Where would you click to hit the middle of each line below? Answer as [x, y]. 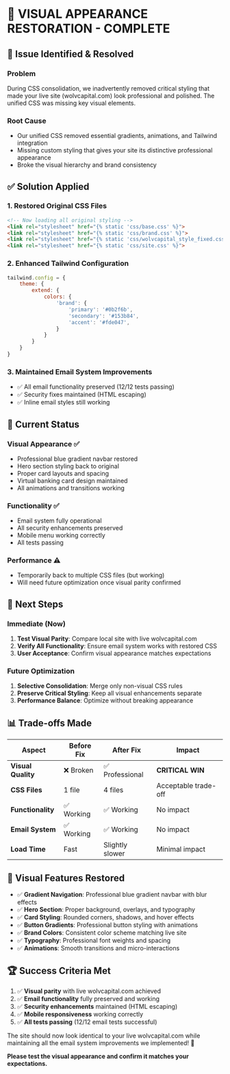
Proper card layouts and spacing [63, 473]
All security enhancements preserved [70, 528]
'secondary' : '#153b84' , [103, 316]
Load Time [28, 849]
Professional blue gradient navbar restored [77, 459]
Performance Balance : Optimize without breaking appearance [105, 700]
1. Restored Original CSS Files [57, 206]
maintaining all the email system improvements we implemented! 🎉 [101, 1042]
